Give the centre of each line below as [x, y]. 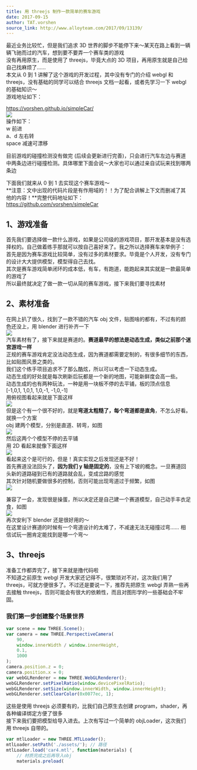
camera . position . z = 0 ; [35, 667]
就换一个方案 [21, 418]
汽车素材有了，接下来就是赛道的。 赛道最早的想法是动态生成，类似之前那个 [96, 339]
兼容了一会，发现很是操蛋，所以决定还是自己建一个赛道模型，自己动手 [91, 499]
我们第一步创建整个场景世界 [45, 616]
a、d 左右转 [20, 136]
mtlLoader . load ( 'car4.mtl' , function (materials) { [69, 750]
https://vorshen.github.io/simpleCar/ [50, 109]
